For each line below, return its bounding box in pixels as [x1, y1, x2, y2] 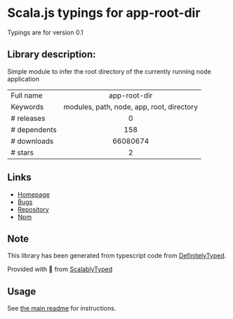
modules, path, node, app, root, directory [63, 102, 199, 112]
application [7, 74, 40, 83]
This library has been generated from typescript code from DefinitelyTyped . [7, 252, 227, 260]
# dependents [11, 124, 58, 134]
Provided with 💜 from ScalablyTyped [7, 265, 113, 273]
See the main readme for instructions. [7, 304, 116, 313]
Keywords [11, 102, 44, 112]
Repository [17, 205, 49, 214]
